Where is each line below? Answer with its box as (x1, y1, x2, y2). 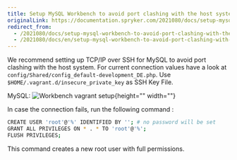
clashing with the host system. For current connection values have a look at (7, 63, 227, 72)
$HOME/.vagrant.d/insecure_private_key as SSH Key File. (7, 78, 174, 86)
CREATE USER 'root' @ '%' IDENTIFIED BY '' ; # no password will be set (7, 119, 217, 126)
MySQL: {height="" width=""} (7, 92, 176, 100)
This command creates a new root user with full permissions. (7, 145, 185, 153)
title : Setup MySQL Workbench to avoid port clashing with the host (7, 10, 213, 18)
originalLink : (7, 17, 49, 24)
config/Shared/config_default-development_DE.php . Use (7, 71, 171, 79)
